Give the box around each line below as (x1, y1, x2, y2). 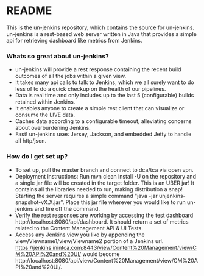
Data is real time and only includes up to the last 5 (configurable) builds (15, 92, 194, 99)
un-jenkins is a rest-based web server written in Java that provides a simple (6, 30, 197, 37)
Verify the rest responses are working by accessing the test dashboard (15, 211, 194, 219)
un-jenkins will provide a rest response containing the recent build (15, 66, 181, 73)
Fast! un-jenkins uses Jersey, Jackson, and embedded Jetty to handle (15, 130, 192, 138)
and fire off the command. (34, 205, 100, 212)
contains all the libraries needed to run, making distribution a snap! (15, 185, 183, 193)
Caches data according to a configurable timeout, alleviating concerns (15, 118, 192, 125)
